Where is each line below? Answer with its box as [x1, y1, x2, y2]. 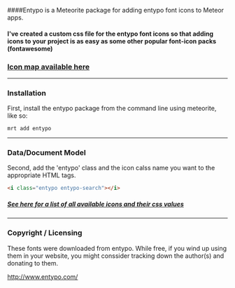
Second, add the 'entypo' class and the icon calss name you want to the [7, 164, 215, 172]
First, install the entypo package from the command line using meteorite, [7, 104, 217, 113]
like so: [7, 111, 28, 120]
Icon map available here [7, 62, 90, 71]
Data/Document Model [7, 148, 86, 158]
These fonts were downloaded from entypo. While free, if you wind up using [7, 244, 227, 252]
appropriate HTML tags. [7, 171, 76, 179]
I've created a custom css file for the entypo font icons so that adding [7, 29, 214, 38]
